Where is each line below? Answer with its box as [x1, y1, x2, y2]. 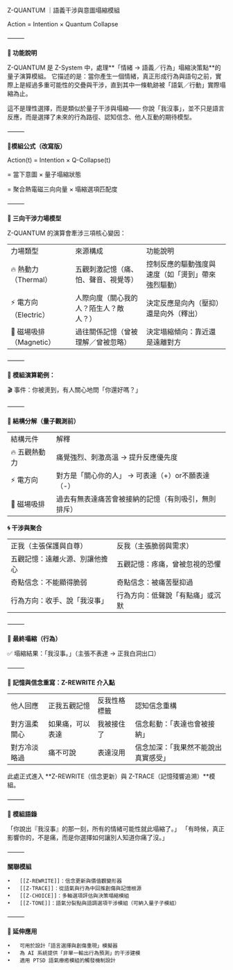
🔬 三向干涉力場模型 [7, 214, 62, 222]
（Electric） [10, 310, 50, 320]
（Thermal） [10, 275, 52, 284]
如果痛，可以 [48, 719, 90, 728]
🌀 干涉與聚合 [7, 524, 42, 532]
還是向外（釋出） [146, 309, 202, 318]
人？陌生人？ [75, 304, 117, 313]
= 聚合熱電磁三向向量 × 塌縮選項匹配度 [7, 185, 118, 193]
